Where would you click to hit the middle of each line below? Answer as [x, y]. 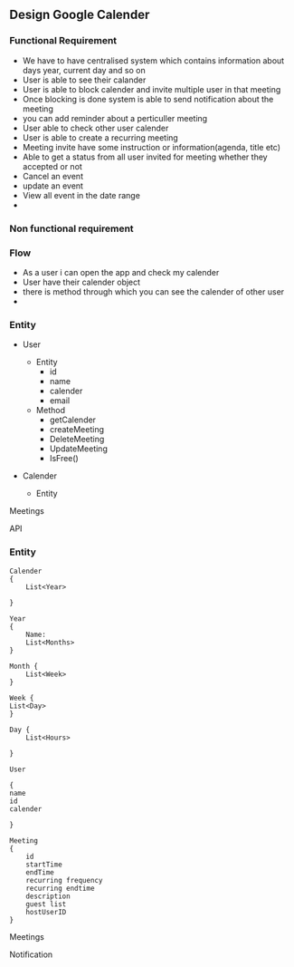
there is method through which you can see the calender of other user [153, 291]
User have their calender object [81, 282]
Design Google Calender [80, 15]
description [48, 896]
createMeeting [76, 430]
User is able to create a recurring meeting [100, 137]
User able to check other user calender [95, 128]
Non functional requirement [71, 228]
